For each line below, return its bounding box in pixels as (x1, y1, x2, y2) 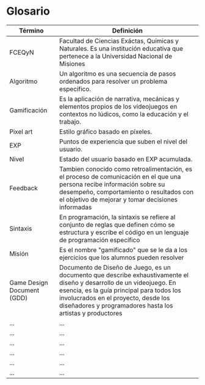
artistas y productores (59, 309, 123, 317)
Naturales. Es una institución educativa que (59, 44, 184, 52)
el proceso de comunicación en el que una (59, 172, 181, 181)
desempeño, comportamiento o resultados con (59, 187, 194, 196)
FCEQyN (9, 48, 35, 56)
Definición (112, 26, 143, 35)
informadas (59, 203, 92, 211)
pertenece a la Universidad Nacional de (59, 52, 173, 60)
